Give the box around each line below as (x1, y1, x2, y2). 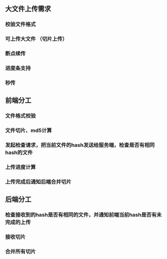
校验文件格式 (5, 21, 36, 28)
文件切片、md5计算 (5, 127, 52, 134)
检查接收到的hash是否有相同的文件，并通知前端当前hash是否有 (5, 211, 157, 218)
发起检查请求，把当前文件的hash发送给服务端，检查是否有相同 (5, 141, 155, 148)
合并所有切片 (5, 248, 36, 255)
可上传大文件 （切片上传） (5, 35, 68, 42)
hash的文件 (5, 149, 33, 156)
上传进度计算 (5, 164, 36, 171)
